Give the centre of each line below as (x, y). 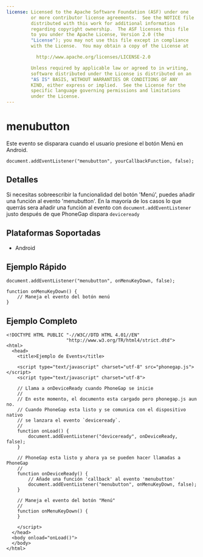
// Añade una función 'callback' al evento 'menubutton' (101, 480)
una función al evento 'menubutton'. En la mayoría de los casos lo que (94, 201)
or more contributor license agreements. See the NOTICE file (112, 18)
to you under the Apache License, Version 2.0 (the (98, 35)
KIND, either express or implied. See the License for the (108, 85)
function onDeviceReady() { (53, 474)
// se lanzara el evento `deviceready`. (69, 421)
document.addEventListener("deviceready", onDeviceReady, (103, 437)
